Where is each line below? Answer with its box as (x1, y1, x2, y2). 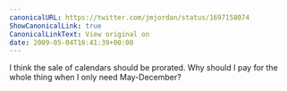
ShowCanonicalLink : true (9, 21, 102, 30)
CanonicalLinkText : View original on (9, 29, 150, 38)
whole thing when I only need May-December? (9, 72, 181, 83)
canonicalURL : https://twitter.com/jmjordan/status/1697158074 (9, 12, 250, 22)
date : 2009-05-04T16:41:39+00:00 (9, 37, 134, 47)
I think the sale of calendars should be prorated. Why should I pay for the (9, 62, 279, 73)
